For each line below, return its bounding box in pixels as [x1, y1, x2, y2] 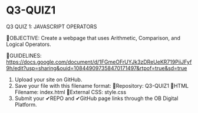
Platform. [14, 101, 37, 108]
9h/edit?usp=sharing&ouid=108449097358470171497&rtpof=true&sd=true [6, 64, 187, 71]
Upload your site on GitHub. [14, 76, 82, 83]
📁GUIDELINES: [6, 52, 42, 59]
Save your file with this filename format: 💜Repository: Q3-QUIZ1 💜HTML [14, 82, 189, 89]
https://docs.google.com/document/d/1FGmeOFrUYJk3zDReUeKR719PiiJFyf [6, 58, 192, 65]
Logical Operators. [6, 41, 51, 48]
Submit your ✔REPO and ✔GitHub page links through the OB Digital [14, 95, 179, 102]
